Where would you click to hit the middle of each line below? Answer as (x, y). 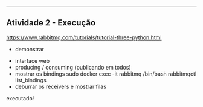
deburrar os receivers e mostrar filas (61, 86)
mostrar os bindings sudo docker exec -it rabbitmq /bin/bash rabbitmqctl (106, 74)
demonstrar (29, 49)
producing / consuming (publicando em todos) (73, 67)
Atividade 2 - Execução (51, 23)
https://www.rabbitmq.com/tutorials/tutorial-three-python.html (84, 37)
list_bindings (31, 80)
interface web (32, 60)
